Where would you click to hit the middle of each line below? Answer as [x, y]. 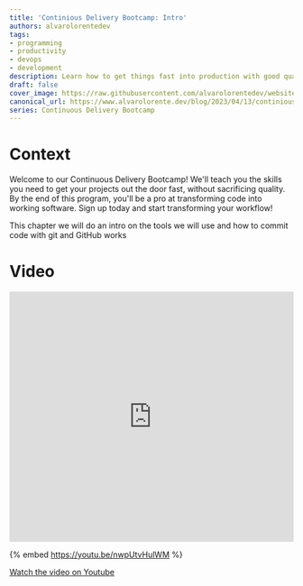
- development [36, 69]
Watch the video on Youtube [62, 572]
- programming [36, 43]
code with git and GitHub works [68, 235]
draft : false [34, 85]
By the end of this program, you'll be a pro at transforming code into [136, 198]
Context [40, 155]
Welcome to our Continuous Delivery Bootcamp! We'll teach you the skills [146, 179]
